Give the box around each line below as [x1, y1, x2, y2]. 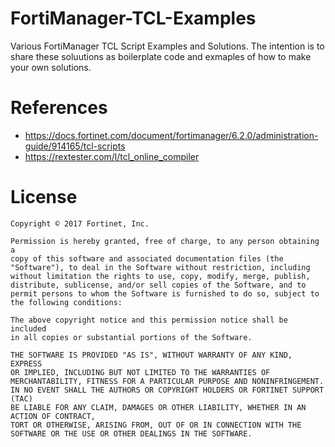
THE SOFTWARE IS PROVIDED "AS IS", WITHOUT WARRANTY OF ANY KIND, [10, 350, 293, 360]
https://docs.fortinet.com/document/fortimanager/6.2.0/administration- [24, 129, 319, 141]
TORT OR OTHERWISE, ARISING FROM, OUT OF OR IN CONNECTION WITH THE [10, 420, 302, 430]
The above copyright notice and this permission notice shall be [10, 315, 288, 325]
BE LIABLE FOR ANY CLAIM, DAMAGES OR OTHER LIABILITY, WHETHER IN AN [10, 402, 307, 412]
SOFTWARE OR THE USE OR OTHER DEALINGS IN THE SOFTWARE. [10, 428, 253, 439]
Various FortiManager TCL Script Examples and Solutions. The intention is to [10, 40, 325, 52]
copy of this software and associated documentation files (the [10, 253, 284, 264]
